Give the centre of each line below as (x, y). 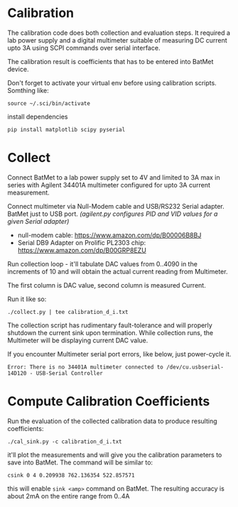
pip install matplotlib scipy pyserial (66, 129)
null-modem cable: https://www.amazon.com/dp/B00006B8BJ (109, 235)
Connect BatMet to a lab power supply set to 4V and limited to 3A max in (114, 177)
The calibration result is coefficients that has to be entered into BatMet (110, 61)
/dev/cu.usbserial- (195, 367)
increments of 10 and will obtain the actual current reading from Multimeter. (118, 271)
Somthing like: (28, 90)
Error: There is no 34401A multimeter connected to (85, 367)
